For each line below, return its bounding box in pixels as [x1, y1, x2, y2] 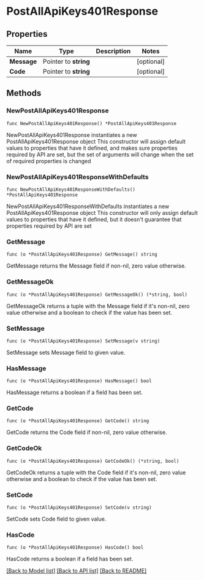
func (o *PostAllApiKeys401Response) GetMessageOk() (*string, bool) [6, 292, 188, 298]
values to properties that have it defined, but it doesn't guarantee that [6, 215, 182, 223]
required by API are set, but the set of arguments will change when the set [6, 150, 194, 158]
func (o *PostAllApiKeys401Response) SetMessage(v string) [6, 338, 161, 344]
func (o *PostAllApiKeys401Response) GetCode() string [6, 418, 149, 424]
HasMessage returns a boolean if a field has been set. [6, 389, 143, 396]
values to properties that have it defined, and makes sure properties [6, 144, 178, 152]
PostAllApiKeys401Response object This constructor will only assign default [6, 209, 198, 216]
